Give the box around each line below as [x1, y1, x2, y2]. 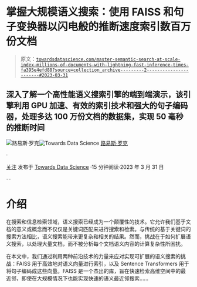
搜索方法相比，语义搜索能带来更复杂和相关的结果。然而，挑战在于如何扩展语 [6, 233, 191, 240]
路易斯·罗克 [100, 139, 128, 146]
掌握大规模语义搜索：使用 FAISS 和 [6, 5, 174, 19]
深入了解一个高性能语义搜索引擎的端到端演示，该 [6, 89, 184, 100]
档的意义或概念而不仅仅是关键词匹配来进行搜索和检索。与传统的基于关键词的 [6, 225, 191, 232]
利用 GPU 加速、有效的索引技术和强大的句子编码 [13, 101, 188, 111]
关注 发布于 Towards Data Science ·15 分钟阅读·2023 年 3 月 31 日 [6, 163, 164, 171]
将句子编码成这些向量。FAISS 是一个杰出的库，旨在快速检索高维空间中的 [6, 267, 181, 274]
